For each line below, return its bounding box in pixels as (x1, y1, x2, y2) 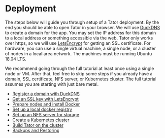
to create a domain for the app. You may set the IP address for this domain (5, 30, 156, 35)
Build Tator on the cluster (12, 122, 64, 128)
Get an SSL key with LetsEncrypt (12, 96, 79, 102)
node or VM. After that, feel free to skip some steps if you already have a (5, 70, 153, 76)
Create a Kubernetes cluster (12, 117, 70, 123)
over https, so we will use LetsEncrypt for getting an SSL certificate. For (5, 40, 151, 46)
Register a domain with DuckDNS (12, 91, 80, 97)
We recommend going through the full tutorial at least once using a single (5, 65, 154, 71)
